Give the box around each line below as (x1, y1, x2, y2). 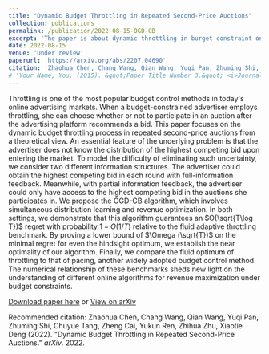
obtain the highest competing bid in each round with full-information (8, 170, 234, 180)
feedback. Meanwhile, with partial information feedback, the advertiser (8, 178, 243, 189)
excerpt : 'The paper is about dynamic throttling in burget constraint (8, 34, 252, 43)
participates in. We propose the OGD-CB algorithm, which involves (8, 196, 228, 205)
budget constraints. (8, 281, 73, 291)
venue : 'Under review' (8, 49, 84, 57)
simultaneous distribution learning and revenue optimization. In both (8, 204, 234, 214)
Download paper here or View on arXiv (8, 296, 136, 306)
